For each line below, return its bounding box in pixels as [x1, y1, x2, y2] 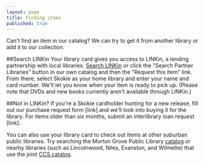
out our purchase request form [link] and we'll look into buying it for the [6, 106, 187, 114]
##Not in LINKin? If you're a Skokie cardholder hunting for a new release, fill [6, 100, 198, 107]
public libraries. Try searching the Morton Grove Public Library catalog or [6, 138, 191, 145]
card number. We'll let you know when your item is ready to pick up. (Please [6, 81, 198, 89]
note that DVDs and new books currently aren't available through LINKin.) [6, 88, 192, 95]
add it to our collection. [6, 43, 65, 51]
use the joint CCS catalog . [6, 151, 72, 158]
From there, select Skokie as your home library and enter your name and [6, 75, 189, 83]
